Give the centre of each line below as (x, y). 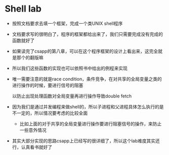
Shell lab (23, 9)
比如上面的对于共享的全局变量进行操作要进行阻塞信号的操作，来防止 (91, 124)
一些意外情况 (33, 130)
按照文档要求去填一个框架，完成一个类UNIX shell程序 (67, 23)
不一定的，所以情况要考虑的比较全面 (50, 113)
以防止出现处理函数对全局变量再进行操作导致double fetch (72, 96)
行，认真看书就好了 (32, 147)
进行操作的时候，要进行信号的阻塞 (48, 85)
